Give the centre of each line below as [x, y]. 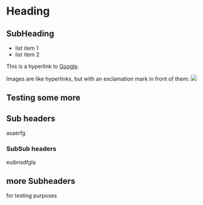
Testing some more [43, 98]
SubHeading [30, 34]
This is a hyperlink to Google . [43, 66]
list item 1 [27, 48]
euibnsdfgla [21, 162]
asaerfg [16, 133]
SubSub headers [31, 149]
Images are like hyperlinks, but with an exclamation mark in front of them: [98, 79]
